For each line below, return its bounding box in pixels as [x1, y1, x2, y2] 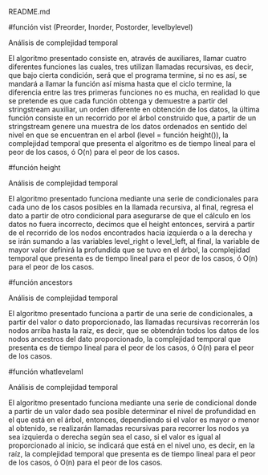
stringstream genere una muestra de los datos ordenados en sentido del [8, 122, 247, 131]
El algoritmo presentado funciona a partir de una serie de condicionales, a [8, 309, 254, 318]
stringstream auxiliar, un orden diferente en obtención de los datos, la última [8, 104, 260, 114]
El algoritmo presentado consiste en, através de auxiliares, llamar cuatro [8, 54, 247, 63]
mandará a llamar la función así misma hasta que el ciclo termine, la [8, 79, 233, 88]
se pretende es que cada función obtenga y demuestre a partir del [8, 96, 229, 105]
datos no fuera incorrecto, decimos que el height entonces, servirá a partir [8, 220, 255, 229]
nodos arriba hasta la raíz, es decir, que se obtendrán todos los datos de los [8, 326, 259, 335]
